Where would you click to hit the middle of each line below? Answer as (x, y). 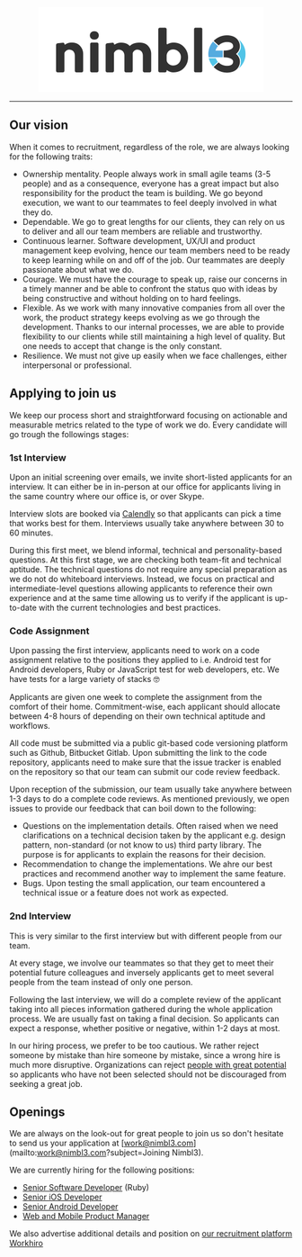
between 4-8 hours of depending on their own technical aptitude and (138, 716)
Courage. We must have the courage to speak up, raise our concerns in (155, 279)
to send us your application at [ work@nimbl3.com (102, 1143)
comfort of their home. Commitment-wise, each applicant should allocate (145, 707)
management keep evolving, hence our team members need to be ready (156, 250)
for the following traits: (51, 157)
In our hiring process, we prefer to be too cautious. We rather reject (134, 1046)
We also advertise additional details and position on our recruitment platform (151, 1234)
